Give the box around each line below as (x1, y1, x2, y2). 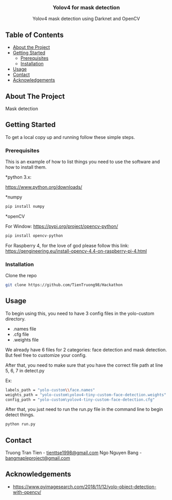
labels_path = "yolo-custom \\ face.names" (5, 387, 95, 392)
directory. (5, 315, 26, 322)
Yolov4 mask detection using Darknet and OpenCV (32, 15, 140, 22)
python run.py (5, 422, 36, 427)
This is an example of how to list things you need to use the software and (5, 158, 160, 165)
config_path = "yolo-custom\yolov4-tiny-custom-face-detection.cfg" (5, 397, 155, 402)
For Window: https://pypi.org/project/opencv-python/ (5, 223, 118, 229)
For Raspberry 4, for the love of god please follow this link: (5, 242, 129, 248)
